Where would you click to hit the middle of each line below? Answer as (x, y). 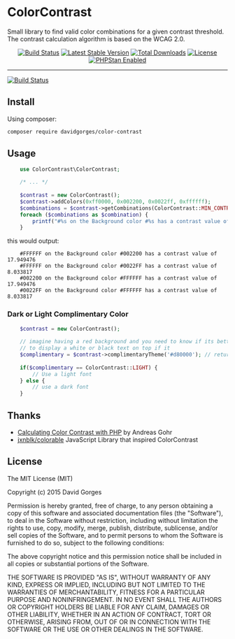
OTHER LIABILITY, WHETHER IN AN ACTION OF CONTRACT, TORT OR (109, 614)
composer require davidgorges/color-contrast (74, 131)
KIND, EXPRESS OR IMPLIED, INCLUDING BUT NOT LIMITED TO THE (106, 584)
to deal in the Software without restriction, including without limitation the (113, 520)
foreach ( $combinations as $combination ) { (84, 215)
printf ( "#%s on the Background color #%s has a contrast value (126, 221)
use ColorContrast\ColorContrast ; (70, 170)
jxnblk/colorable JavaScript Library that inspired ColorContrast (107, 440)
